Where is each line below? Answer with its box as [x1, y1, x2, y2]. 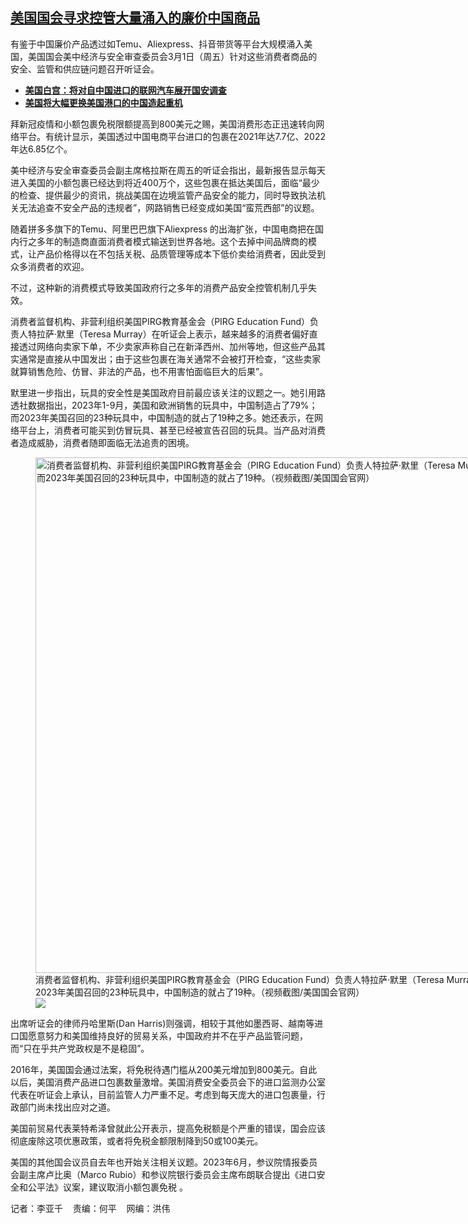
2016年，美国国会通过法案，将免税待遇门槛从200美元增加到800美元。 [10, 1063, 300, 1075]
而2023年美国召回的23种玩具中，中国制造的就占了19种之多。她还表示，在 [10, 411, 315, 423]
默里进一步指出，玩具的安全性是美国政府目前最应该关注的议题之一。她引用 [10, 386, 317, 398]
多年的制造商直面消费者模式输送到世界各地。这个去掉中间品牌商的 [36, 235, 308, 247]
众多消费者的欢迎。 [10, 260, 90, 272]
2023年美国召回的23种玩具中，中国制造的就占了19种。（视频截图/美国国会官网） [35, 986, 365, 998]
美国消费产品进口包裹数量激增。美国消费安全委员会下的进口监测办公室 [36, 1076, 326, 1088]
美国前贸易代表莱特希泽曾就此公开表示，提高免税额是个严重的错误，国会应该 [10, 1122, 326, 1134]
